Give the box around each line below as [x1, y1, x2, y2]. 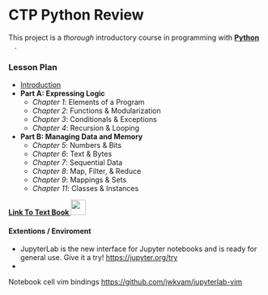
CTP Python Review [8, 6, 144, 24]
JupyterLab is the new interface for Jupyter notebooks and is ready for [19, 244, 257, 254]
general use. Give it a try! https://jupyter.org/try [19, 253, 178, 262]
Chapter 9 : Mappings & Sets [32, 175, 127, 184]
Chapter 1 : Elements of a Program [32, 98, 145, 107]
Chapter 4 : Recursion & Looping [32, 124, 140, 133]
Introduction [19, 80, 62, 90]
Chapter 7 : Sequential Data [32, 158, 123, 167]
